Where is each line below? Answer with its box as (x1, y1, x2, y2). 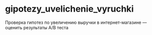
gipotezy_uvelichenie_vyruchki (5, 3, 134, 15)
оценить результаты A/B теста (5, 24, 69, 30)
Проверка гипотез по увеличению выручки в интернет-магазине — (5, 19, 147, 25)
